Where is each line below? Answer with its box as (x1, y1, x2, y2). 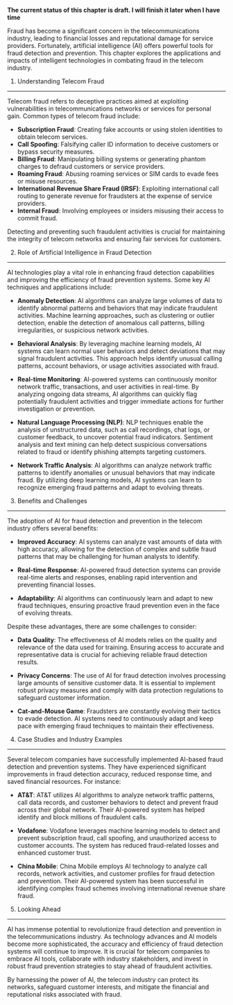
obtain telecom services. (17, 133, 88, 141)
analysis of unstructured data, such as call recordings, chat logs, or (17, 425, 210, 434)
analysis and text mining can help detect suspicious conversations (17, 441, 207, 448)
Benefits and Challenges (17, 497, 88, 505)
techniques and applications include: (7, 283, 112, 291)
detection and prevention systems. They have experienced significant (7, 762, 207, 771)
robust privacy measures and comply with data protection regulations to (17, 686, 224, 694)
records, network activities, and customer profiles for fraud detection (17, 869, 215, 878)
